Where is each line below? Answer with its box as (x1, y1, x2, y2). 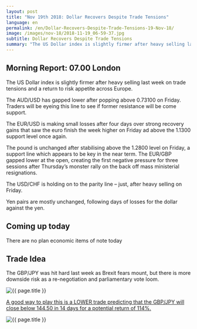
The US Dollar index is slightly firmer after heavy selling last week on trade (6, 79, 186, 86)
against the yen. (6, 204, 45, 211)
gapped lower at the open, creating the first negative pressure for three (6, 156, 178, 163)
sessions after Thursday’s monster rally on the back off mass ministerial (6, 163, 180, 170)
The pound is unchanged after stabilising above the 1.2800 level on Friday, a (6, 144, 191, 151)
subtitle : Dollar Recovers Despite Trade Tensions (6, 36, 133, 42)
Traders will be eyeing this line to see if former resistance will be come (6, 102, 177, 109)
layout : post (6, 8, 38, 15)
